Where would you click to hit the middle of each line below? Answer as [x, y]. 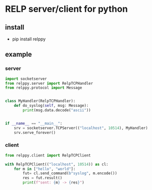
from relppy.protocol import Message [44, 88]
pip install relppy [29, 39]
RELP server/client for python [66, 9]
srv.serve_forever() [35, 132]
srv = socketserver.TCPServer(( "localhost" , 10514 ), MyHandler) [81, 128]
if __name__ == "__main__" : [34, 123]
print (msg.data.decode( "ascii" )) [57, 110]
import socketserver [26, 79]
